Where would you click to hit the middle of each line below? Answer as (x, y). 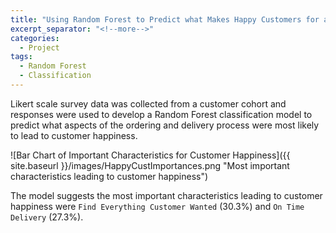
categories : (35, 38)
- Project (39, 47)
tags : (21, 57)
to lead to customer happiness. (74, 135)
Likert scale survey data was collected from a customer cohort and (148, 103)
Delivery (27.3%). (47, 217)
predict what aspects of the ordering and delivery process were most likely (165, 125)
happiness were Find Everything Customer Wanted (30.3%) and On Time (157, 206)
